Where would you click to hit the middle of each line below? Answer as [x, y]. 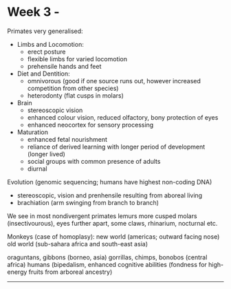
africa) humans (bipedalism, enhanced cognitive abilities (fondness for [107, 264]
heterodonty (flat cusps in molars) [75, 95]
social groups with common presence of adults [94, 161]
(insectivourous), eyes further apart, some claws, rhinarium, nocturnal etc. [112, 223]
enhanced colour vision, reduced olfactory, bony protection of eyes [123, 117]
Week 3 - [33, 12]
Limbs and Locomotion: [50, 44]
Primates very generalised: [45, 31]
